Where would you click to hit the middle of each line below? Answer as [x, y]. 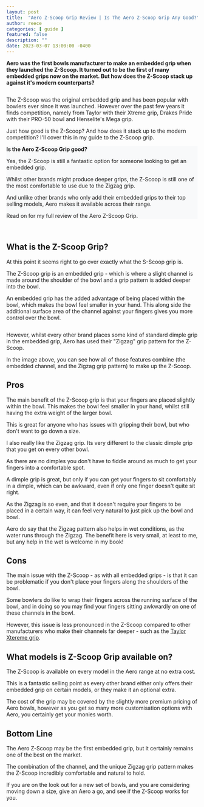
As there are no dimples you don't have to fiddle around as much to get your [102, 461]
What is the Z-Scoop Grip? [57, 247]
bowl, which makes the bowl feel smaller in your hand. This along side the [99, 304]
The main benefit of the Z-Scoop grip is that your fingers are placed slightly [101, 400]
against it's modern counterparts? [51, 82]
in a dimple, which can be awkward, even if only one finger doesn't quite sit [101, 486]
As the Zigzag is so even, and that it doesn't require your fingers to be [94, 504]
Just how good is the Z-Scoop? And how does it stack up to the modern [96, 131]
